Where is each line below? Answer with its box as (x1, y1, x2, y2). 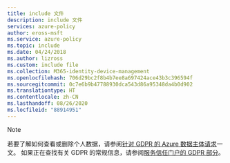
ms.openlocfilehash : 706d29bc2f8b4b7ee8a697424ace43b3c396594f (7, 74, 193, 81)
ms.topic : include (7, 42, 60, 49)
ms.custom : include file (7, 61, 79, 68)
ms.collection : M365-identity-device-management (7, 68, 150, 75)
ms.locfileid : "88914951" (7, 106, 82, 113)
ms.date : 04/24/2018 (7, 49, 67, 56)
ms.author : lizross (7, 55, 64, 62)
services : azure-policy (7, 23, 76, 30)
